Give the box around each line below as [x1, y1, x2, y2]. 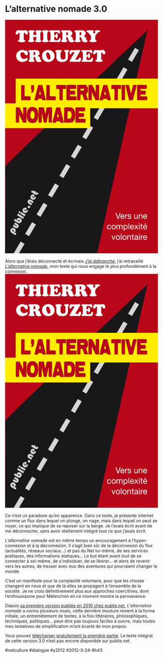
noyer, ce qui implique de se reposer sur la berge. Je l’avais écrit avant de [5, 523, 153, 528]
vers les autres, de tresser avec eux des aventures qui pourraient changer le [5, 563, 158, 569]
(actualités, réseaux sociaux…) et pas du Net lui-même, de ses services [5, 547, 148, 554]
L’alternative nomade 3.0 [5, 3, 108, 15]
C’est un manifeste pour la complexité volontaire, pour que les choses [5, 577, 145, 583]
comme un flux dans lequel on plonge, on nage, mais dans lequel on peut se [5, 518, 158, 524]
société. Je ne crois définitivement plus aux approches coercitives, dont [5, 588, 149, 594]
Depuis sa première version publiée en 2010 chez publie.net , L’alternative [5, 603, 152, 609]
